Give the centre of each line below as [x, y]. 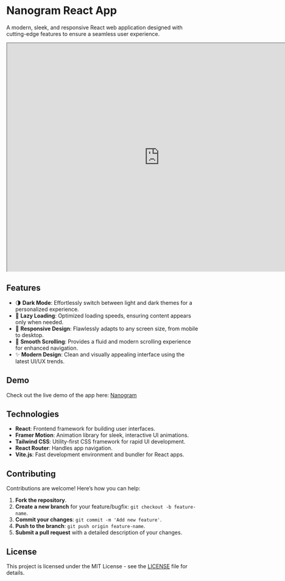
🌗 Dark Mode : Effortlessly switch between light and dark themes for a [104, 302]
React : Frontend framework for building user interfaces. [85, 429]
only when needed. [39, 322]
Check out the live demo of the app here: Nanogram [72, 395]
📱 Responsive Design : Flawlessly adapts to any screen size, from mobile [107, 329]
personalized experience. [47, 309]
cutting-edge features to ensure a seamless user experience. [83, 33]
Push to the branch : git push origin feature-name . [80, 526]
